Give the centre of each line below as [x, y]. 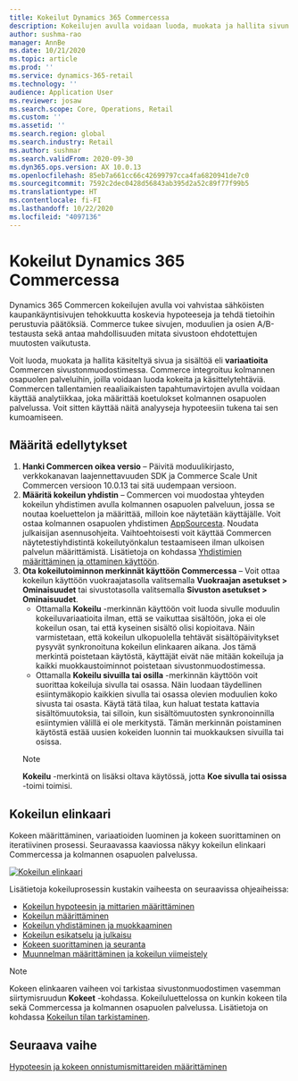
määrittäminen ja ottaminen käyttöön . [91, 561]
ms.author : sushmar [46, 150]
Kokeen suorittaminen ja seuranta [84, 944]
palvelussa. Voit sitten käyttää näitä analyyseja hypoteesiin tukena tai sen [144, 407]
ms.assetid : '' [37, 126]
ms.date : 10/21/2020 [48, 51]
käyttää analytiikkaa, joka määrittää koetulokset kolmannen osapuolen [138, 398]
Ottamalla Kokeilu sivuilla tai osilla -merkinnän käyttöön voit [147, 675]
